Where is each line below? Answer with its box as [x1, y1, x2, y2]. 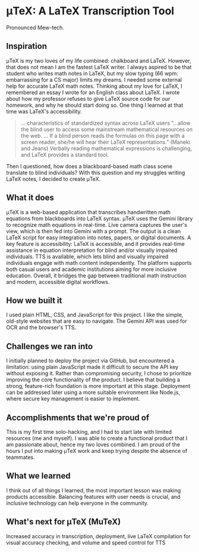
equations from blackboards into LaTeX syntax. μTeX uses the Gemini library [6, 215, 193, 222]
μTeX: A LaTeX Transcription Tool [6, 4, 175, 18]
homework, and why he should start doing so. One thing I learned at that [6, 101, 184, 109]
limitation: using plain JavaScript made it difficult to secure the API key [6, 363, 179, 371]
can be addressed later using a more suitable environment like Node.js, [6, 389, 180, 396]
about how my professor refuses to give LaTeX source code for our [6, 95, 170, 102]
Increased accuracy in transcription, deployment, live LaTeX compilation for [6, 532, 191, 539]
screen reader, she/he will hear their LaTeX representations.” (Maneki [20, 138, 190, 146]
